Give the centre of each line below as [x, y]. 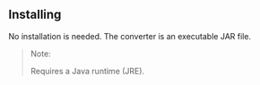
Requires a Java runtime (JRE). [87, 71]
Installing [35, 15]
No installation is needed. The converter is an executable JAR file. [130, 36]
